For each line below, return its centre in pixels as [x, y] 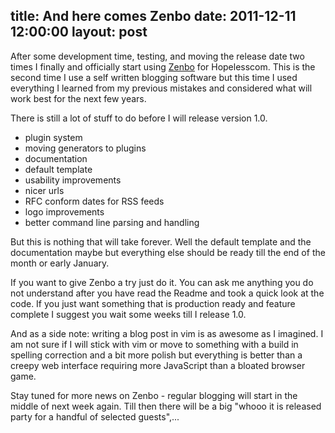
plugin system [53, 137]
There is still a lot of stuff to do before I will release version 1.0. [139, 118]
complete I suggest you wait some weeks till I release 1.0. [128, 314]
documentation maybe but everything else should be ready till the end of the [168, 252]
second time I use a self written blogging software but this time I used [154, 77]
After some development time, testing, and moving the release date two [157, 56]
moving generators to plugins [85, 148]
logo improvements [64, 211]
